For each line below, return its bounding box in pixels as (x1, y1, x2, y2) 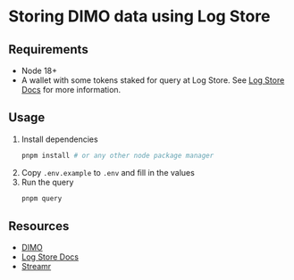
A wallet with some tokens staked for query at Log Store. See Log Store (21, 75, 285, 86)
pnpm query (21, 194, 63, 202)
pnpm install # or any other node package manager (21, 151, 214, 160)
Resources (8, 218, 70, 234)
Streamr (21, 261, 52, 272)
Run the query (21, 177, 74, 187)
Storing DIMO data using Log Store (8, 6, 271, 27)
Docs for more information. (21, 85, 122, 95)
